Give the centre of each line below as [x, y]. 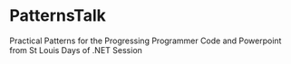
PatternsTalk [58, 16]
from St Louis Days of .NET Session [76, 50]
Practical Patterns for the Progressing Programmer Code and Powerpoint [145, 41]
